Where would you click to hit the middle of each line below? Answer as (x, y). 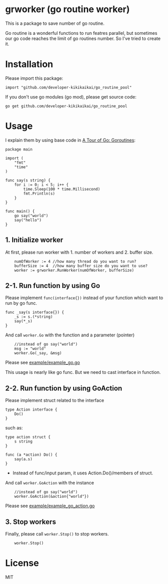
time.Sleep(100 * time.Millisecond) (62, 189)
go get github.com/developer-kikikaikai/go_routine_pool (66, 106)
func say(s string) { (28, 180)
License (22, 563)
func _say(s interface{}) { (35, 312)
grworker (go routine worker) (68, 9)
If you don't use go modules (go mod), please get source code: (71, 96)
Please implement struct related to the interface (55, 401)
